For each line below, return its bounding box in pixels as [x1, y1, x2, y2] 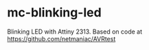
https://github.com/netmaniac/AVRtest [7, 34, 116, 42]
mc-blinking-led [7, 5, 102, 21]
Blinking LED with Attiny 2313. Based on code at [7, 27, 143, 36]
